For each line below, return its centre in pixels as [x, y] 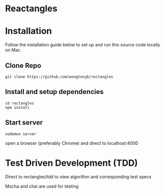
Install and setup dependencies [54, 92]
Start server [24, 123]
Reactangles [31, 9]
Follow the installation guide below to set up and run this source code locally [83, 45]
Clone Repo [23, 65]
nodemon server [21, 134]
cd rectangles [20, 103]
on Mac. [14, 50]
